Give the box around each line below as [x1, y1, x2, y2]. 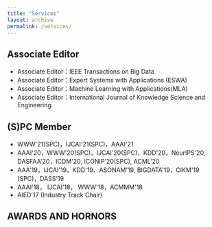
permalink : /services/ [7, 23, 72, 30]
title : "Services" [7, 10, 60, 17]
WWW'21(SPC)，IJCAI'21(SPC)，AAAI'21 [16, 140, 134, 148]
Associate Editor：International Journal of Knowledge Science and [16, 94, 206, 102]
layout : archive [7, 17, 54, 23]
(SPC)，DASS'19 [16, 175, 64, 182]
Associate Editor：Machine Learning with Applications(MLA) [16, 85, 189, 93]
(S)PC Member [7, 121, 72, 133]
